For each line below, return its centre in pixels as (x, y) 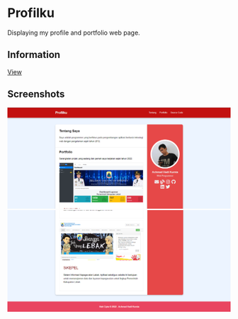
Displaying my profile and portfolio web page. (74, 33)
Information (34, 55)
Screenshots (36, 94)
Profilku (31, 13)
